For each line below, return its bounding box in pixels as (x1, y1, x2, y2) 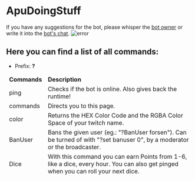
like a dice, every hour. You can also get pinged (48, 160, 179, 168)
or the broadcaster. (48, 143, 101, 151)
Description (48, 75, 81, 83)
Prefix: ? (14, 62, 35, 69)
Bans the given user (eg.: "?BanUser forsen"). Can (48, 128, 187, 136)
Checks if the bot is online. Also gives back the (48, 85, 177, 93)
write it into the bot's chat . (6, 29, 70, 36)
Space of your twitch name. (48, 119, 124, 127)
